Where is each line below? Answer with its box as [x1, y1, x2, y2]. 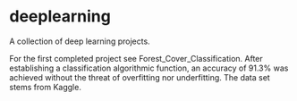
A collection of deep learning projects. [9, 36, 150, 46]
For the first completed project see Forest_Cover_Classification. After [9, 53, 264, 63]
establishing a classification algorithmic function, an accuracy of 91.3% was [9, 63, 289, 73]
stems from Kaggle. [9, 81, 82, 92]
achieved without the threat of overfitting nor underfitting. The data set [9, 72, 270, 82]
